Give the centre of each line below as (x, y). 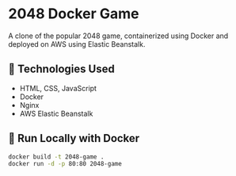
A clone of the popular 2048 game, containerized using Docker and (118, 36)
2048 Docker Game (74, 14)
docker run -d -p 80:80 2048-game (65, 164)
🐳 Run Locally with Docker (74, 138)
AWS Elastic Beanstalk (56, 113)
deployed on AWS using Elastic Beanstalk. (77, 44)
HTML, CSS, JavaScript (58, 88)
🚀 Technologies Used (61, 69)
